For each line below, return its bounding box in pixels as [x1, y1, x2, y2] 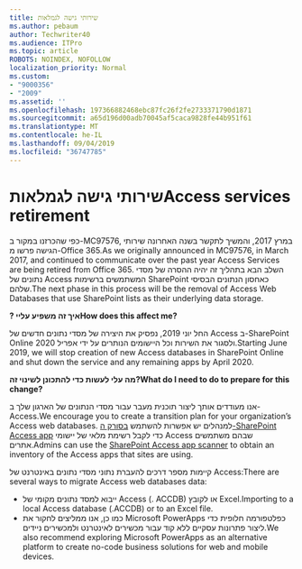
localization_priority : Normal [9, 64, 127, 73]
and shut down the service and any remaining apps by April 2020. [9, 356, 254, 367]
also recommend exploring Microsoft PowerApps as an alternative [22, 531, 268, 542]
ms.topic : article [9, 47, 78, 56]
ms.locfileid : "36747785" [9, 147, 106, 156]
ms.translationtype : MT [9, 123, 99, 132]
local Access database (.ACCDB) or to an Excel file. [22, 502, 214, 514]
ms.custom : [9, 72, 50, 81]
